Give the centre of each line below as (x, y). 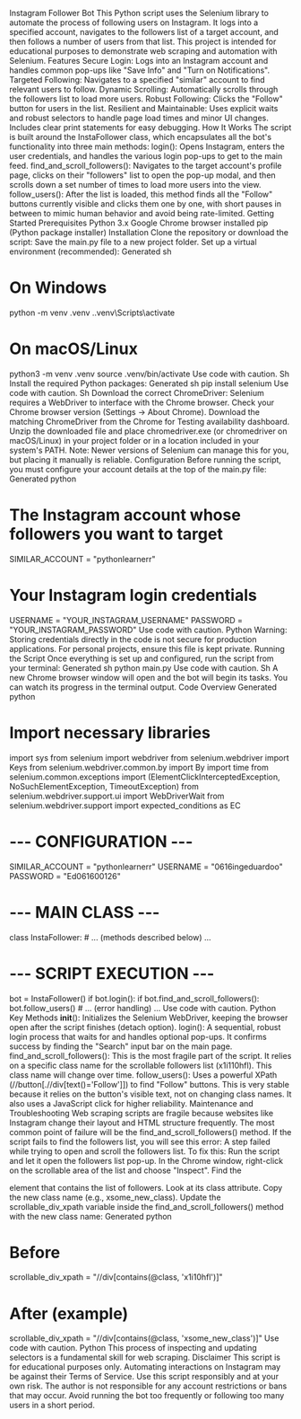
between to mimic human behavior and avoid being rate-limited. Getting (142, 213)
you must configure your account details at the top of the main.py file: (138, 469)
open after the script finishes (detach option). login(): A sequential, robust (145, 1027)
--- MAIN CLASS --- (85, 912)
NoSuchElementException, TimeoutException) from (104, 786)
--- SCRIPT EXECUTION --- (112, 973)
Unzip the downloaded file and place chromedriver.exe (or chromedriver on (149, 431)
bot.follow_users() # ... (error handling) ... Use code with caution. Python (142, 1008)
